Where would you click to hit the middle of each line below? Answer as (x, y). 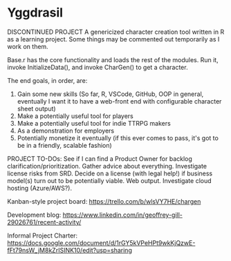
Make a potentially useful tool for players (75, 116)
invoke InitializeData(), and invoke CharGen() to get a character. (98, 67)
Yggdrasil (35, 13)
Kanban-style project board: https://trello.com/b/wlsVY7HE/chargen (104, 201)
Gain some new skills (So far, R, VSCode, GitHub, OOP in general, (110, 94)
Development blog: (34, 215)
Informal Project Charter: (43, 235)
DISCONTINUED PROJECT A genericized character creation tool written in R (116, 32)
